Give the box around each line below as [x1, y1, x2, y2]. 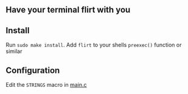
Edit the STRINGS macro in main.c [5, 81, 87, 89]
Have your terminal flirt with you [5, 5, 131, 15]
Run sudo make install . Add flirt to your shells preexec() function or [5, 42, 182, 49]
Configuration [5, 65, 60, 75]
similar [5, 48, 23, 55]
